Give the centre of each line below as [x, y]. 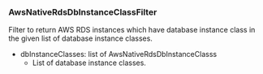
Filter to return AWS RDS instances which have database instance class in [132, 30]
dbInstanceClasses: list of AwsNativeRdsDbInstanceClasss [119, 54]
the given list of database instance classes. [80, 38]
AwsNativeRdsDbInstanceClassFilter [83, 12]
